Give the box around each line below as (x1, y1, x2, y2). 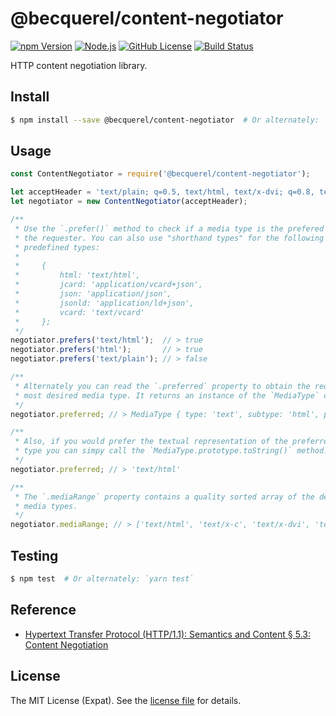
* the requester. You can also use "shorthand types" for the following (14, 233, 325, 243)
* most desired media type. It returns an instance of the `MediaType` (14, 390, 320, 401)
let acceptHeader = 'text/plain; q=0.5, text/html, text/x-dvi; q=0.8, (10, 187, 315, 197)
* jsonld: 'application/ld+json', (14, 298, 195, 308)
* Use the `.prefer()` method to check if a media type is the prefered (14, 223, 325, 234)
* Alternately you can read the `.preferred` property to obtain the (14, 381, 311, 391)
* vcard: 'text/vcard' (14, 307, 145, 317)
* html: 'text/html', (14, 270, 141, 281)
